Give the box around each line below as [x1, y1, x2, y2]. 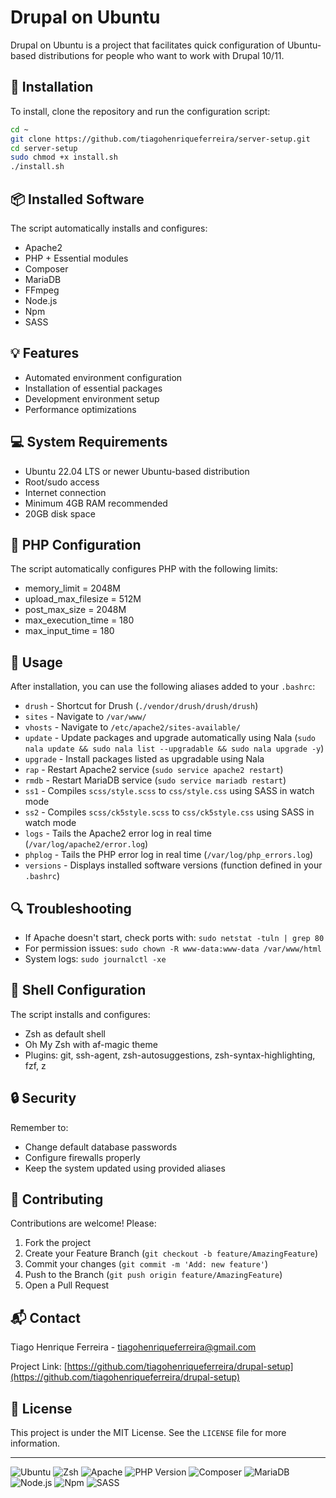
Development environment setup [24, 392, 160, 405]
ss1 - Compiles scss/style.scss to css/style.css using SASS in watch [24, 785, 315, 797]
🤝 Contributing [10, 1191, 104, 1208]
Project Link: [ [10, 1361, 68, 1373]
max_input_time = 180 [24, 625, 115, 637]
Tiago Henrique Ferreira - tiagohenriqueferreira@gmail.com [10, 1341, 257, 1353]
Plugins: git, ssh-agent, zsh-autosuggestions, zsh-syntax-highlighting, [24, 1049, 316, 1061]
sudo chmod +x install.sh [10, 152, 118, 163]
